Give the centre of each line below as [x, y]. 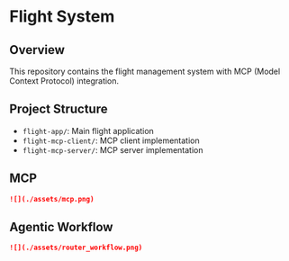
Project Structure [59, 109]
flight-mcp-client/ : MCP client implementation [111, 140]
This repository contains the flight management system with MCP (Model [145, 71]
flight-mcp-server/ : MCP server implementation [113, 149]
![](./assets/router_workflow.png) [76, 248]
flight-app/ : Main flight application [88, 130]
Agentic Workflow [61, 227]
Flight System [62, 17]
